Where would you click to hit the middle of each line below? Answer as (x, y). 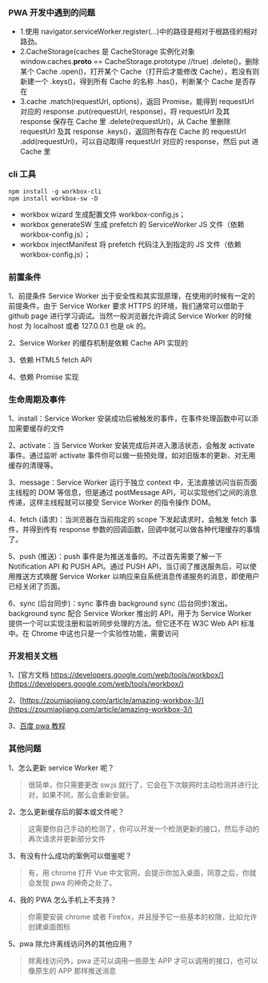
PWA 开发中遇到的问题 (52, 12)
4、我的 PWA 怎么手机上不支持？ (63, 899)
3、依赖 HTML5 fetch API (50, 360)
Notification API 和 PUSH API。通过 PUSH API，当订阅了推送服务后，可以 (129, 566)
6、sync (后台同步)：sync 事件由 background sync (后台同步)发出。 (120, 603)
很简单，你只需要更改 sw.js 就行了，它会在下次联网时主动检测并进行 (140, 785)
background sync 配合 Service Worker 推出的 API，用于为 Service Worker (130, 613)
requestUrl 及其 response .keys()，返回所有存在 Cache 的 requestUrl (133, 132)
